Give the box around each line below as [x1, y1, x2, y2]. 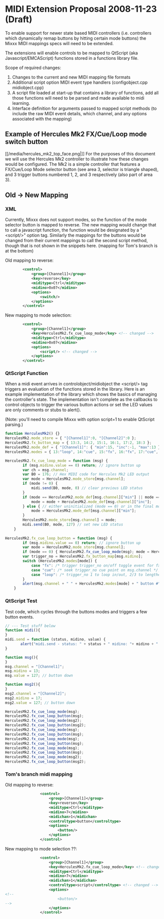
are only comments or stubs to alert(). [5, 407, 82, 413]
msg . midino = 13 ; [5, 669, 41, 673]
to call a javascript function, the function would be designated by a [5, 227, 139, 233]
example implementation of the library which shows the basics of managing [5, 391, 157, 397]
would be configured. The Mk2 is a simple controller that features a [5, 161, 141, 167]
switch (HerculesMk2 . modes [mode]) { [22, 559, 97, 564]
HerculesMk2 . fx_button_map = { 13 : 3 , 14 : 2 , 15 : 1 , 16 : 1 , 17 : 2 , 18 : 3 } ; [5, 440, 152, 446]
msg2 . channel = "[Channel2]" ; [5, 691, 67, 696]
